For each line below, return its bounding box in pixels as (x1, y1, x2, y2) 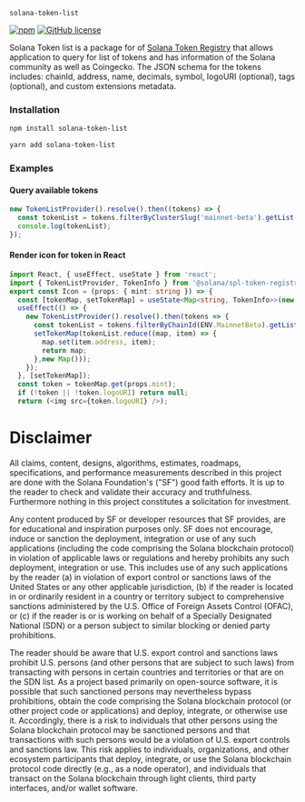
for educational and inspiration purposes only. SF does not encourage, (9, 523, 273, 534)
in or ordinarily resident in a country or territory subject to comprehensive (9, 591, 284, 602)
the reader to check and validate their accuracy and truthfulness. (9, 486, 252, 497)
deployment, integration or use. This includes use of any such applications (9, 562, 289, 573)
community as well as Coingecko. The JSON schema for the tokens (9, 62, 261, 72)
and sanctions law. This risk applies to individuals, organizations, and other (9, 744, 290, 755)
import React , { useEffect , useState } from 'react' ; (9, 269, 218, 279)
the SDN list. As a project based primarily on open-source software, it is (9, 676, 279, 687)
